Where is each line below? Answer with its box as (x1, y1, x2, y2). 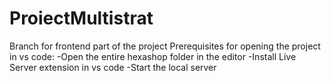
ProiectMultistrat (9, 7, 154, 30)
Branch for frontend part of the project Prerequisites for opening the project (9, 40, 321, 52)
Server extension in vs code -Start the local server (9, 61, 217, 73)
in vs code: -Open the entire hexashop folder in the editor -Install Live (9, 50, 297, 62)
